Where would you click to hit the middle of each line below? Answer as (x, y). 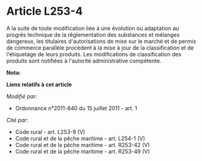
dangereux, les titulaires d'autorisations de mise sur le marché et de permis (101, 41)
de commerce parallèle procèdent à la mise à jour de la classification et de (100, 48)
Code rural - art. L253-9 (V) (50, 132)
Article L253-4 (45, 11)
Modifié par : (22, 96)
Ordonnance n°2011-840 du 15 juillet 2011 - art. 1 (76, 108)
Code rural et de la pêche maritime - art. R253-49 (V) (82, 151)
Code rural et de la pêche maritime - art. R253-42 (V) (82, 144)
